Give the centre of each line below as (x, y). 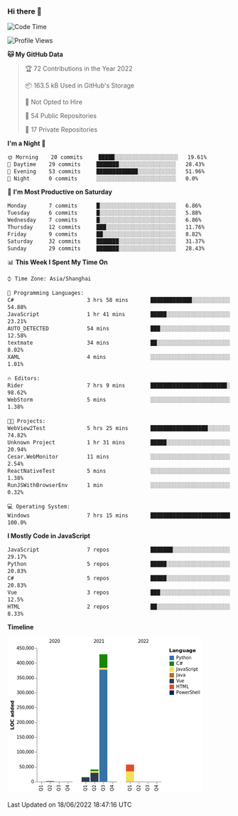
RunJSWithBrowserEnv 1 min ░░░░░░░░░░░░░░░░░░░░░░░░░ (119, 486)
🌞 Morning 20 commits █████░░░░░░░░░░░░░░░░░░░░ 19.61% (107, 157)
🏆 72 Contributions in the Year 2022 (79, 69)
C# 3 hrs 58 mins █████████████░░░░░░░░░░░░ (119, 300)
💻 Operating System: (39, 507)
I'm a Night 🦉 (27, 143)
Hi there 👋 (25, 11)
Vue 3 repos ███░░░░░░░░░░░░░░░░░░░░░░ (119, 593)
